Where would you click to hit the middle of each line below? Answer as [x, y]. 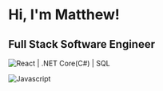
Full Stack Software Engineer [82, 44]
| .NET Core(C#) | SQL [74, 63]
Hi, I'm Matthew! [64, 15]
